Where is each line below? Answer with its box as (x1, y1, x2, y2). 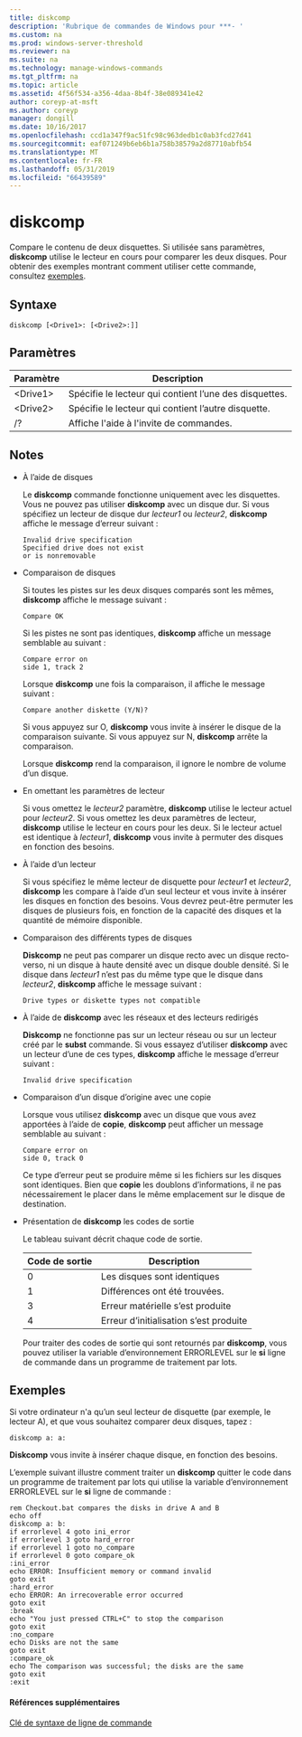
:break (9, 1607, 34, 1616)
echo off (9, 1512, 42, 1521)
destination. (22, 1198, 67, 1209)
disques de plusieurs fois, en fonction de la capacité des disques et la (22, 905, 282, 916)
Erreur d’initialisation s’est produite (100, 1314, 248, 1326)
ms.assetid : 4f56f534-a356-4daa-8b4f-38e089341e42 (9, 89, 204, 98)
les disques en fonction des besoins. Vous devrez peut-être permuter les (22, 895, 294, 906)
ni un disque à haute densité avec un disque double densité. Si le (48, 959, 289, 970)
